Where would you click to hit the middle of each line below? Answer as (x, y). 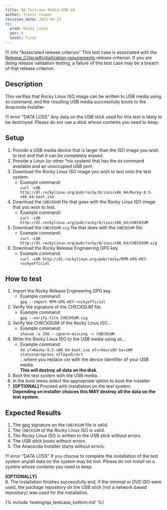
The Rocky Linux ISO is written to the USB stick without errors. (77, 435)
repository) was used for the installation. (47, 493)
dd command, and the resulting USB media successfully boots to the (76, 102)
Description (24, 84)
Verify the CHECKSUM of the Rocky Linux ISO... (62, 323)
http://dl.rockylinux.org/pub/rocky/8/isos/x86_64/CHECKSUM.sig (89, 243)
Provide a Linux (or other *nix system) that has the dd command (78, 161)
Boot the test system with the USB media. (55, 376)
